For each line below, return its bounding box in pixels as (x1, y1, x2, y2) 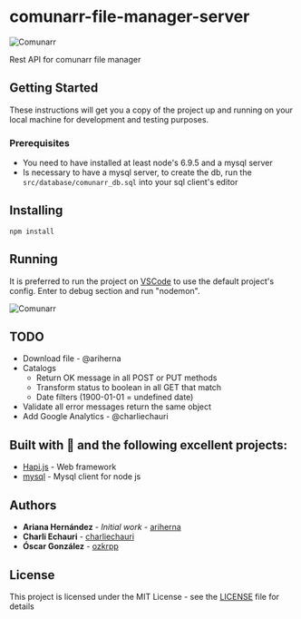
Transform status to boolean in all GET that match (35, 382, 222, 393)
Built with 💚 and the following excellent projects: (9, 437, 288, 453)
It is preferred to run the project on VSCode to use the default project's (9, 275, 275, 287)
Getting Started (9, 80, 99, 96)
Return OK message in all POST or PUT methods (35, 372, 218, 383)
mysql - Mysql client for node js (22, 471, 141, 482)
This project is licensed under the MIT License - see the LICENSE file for (9, 591, 279, 602)
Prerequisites (9, 136, 70, 149)
